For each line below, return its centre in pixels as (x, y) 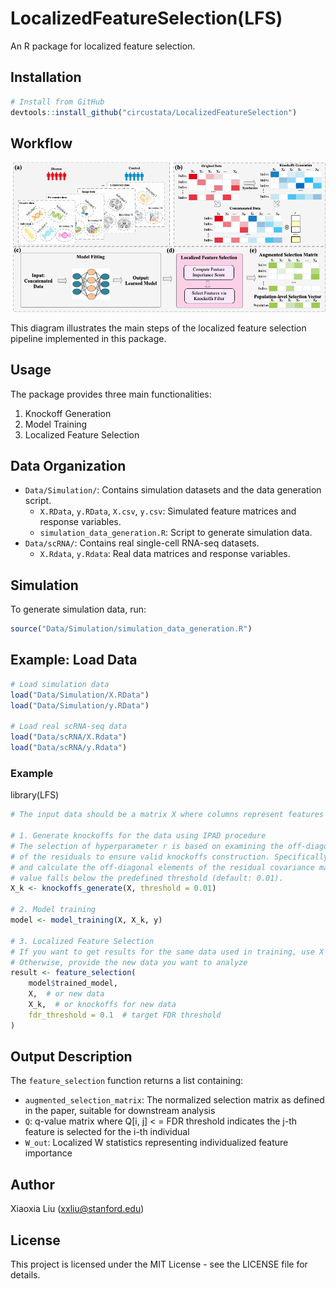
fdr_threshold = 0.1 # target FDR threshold (125, 1015)
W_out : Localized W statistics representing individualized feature (156, 1143)
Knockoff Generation (68, 413)
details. (25, 1275)
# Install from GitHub (57, 102)
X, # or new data (66, 994)
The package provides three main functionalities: (111, 394)
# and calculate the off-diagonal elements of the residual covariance (162, 867)
